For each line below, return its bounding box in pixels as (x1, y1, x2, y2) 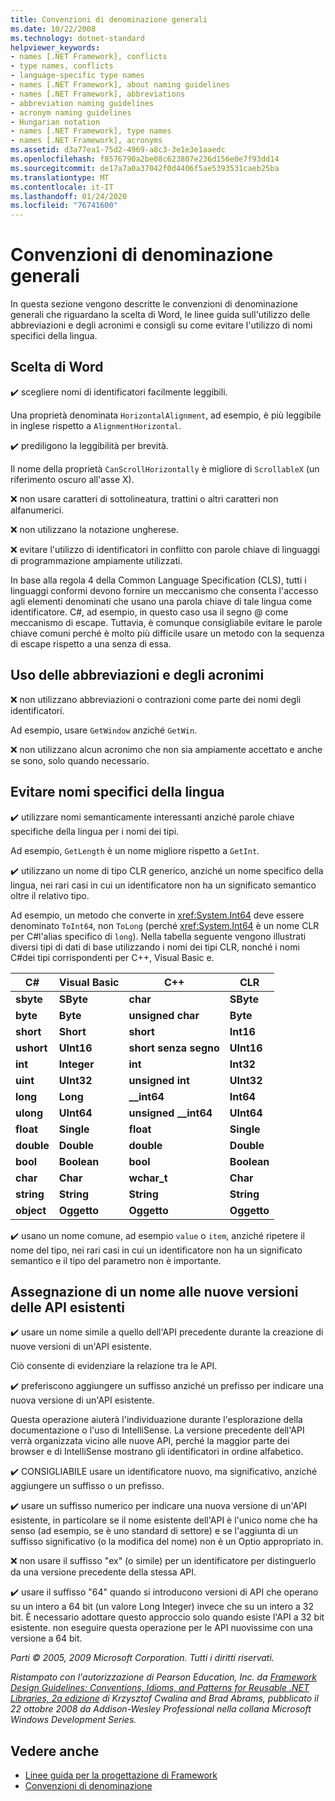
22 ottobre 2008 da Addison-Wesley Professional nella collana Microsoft (10, 1703, 312, 1715)
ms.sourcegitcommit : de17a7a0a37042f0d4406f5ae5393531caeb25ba (10, 163, 280, 173)
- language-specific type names (10, 71, 145, 81)
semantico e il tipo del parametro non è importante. (10, 1254, 222, 1266)
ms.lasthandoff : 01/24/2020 (10, 191, 128, 201)
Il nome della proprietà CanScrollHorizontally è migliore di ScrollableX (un (10, 462, 320, 475)
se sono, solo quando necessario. (10, 754, 150, 766)
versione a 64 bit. (10, 1632, 83, 1645)
